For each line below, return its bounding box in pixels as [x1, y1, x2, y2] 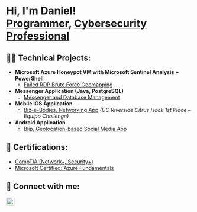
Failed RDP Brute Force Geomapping [23, 81, 113, 88]
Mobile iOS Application [14, 100, 73, 107]
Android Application [14, 119, 66, 126]
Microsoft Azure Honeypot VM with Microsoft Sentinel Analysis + [14, 69, 179, 75]
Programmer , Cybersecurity [6, 17, 147, 30]
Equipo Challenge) [23, 113, 69, 120]
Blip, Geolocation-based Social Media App [23, 126, 127, 132]
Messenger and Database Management [23, 94, 120, 101]
